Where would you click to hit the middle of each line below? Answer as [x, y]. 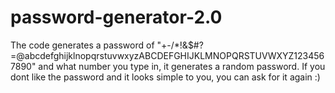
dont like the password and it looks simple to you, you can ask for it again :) [165, 77]
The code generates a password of [82, 45]
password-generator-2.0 [116, 17]
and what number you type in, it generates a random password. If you [182, 66]
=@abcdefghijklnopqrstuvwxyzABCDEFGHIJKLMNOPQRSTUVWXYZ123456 [167, 55]
